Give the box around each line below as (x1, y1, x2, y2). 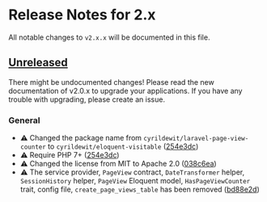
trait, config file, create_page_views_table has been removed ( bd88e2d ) (19, 184, 261, 195)
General (8, 115, 40, 126)
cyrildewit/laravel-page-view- (143, 135, 249, 143)
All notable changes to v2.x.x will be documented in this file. (8, 32, 210, 42)
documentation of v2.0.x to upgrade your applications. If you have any (8, 86, 243, 95)
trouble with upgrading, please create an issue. (8, 95, 166, 104)
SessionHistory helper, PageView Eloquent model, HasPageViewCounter (19, 176, 251, 186)
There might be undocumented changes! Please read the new (8, 77, 214, 86)
